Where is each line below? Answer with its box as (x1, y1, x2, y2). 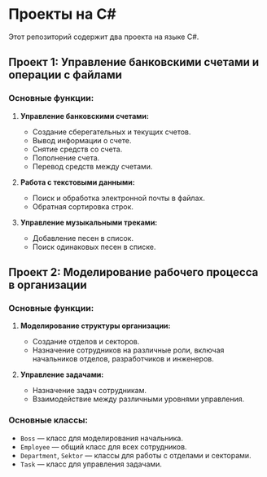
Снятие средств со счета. (32, 144, 123, 154)
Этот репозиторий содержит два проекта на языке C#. (8, 32, 199, 42)
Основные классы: (8, 414, 88, 426)
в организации (8, 278, 87, 292)
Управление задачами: (20, 370, 104, 379)
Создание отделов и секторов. (32, 337, 140, 347)
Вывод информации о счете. (32, 135, 132, 145)
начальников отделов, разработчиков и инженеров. (32, 354, 214, 364)
